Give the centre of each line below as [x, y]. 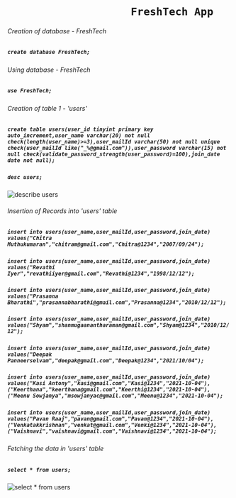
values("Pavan [28, 418]
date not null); [31, 161]
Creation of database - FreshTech [57, 31]
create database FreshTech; [49, 53]
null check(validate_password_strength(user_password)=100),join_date [114, 155]
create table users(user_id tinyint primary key [80, 130]
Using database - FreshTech [49, 70]
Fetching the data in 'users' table [56, 448]
